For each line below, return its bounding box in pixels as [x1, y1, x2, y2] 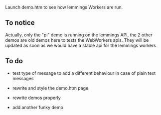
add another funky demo [12, 104, 64, 110]
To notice [5, 18, 35, 27]
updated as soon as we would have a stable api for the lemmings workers [5, 42, 156, 48]
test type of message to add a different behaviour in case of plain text [12, 70, 156, 76]
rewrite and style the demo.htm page [12, 85, 89, 91]
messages [12, 75, 34, 81]
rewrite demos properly [12, 95, 61, 101]
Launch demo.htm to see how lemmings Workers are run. [5, 4, 123, 10]
